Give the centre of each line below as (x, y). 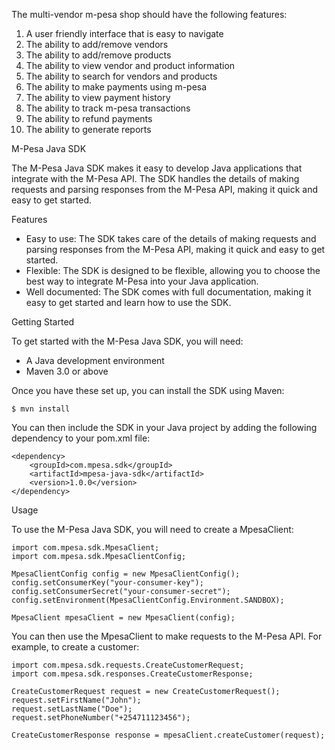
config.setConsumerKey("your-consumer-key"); (107, 583)
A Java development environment (95, 360)
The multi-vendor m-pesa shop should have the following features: (149, 14)
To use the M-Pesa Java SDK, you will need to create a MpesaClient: (152, 529)
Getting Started (43, 322)
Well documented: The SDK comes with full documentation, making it (168, 292)
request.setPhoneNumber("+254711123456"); (101, 718)
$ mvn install (41, 409)
